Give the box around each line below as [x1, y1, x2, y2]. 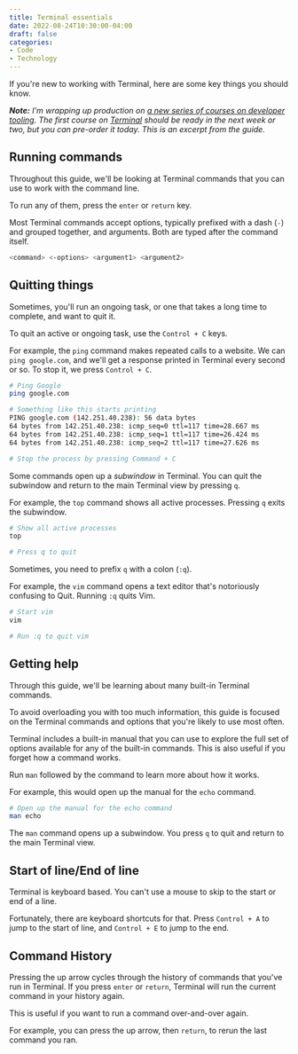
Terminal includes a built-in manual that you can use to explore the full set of [9, 733, 289, 743]
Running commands [9, 150, 122, 165]
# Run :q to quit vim [9, 632, 90, 641]
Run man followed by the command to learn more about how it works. [9, 769, 260, 780]
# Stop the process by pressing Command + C [9, 454, 176, 463]
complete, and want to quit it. [9, 311, 116, 321]
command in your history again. [9, 990, 125, 1001]
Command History [9, 948, 113, 964]
